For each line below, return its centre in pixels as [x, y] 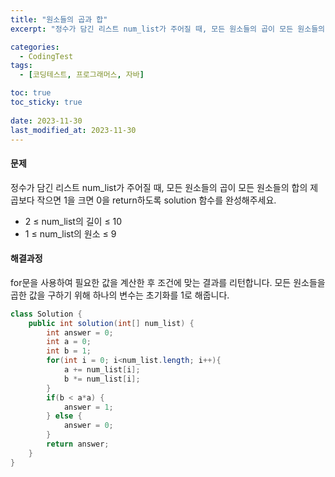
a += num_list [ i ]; [102, 370]
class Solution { [46, 314]
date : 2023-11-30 [46, 121]
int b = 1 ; [69, 351]
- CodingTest [46, 56]
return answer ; [78, 444]
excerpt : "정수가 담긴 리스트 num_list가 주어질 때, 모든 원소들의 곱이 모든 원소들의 [168, 29]
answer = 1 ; [88, 407]
